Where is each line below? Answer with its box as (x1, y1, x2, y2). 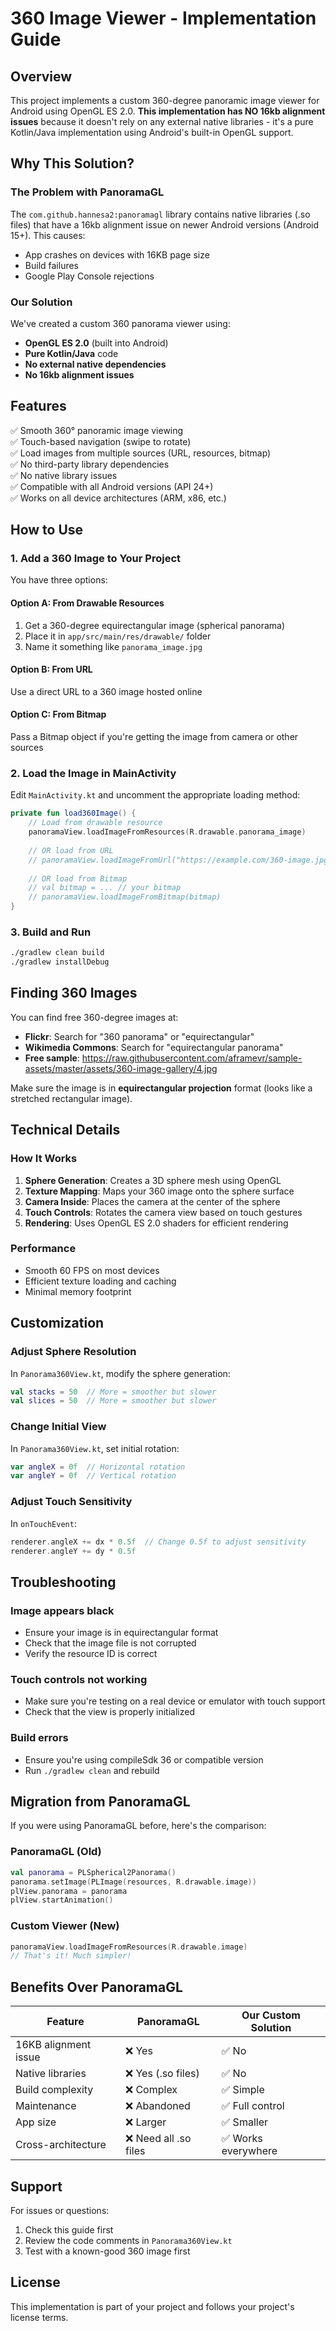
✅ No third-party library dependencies (10, 458, 170, 470)
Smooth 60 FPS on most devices (24, 1264, 160, 1276)
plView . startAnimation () (10, 1895, 114, 1906)
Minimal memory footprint (24, 1285, 132, 1297)
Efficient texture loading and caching (24, 1275, 177, 1287)
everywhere (221, 2144, 278, 2158)
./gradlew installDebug (10, 957, 110, 967)
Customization (10, 1315, 105, 1332)
